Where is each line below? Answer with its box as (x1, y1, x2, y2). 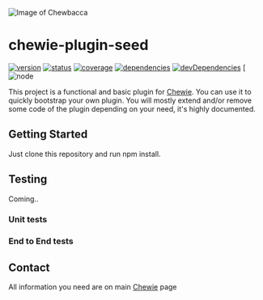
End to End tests (8, 235, 74, 247)
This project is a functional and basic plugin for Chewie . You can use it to (8, 87, 252, 96)
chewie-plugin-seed (8, 36, 149, 54)
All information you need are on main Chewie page (8, 282, 177, 292)
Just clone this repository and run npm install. (8, 149, 161, 158)
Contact (8, 260, 50, 274)
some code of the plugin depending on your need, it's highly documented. (8, 104, 257, 113)
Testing (8, 172, 48, 186)
